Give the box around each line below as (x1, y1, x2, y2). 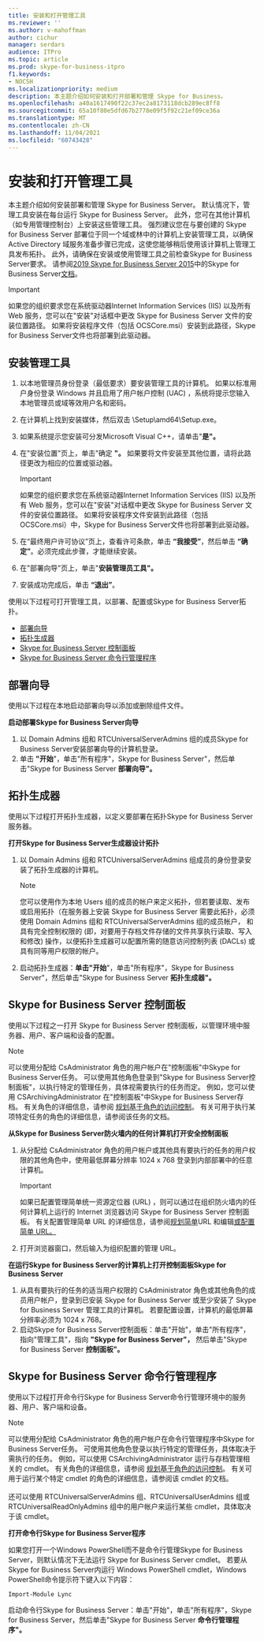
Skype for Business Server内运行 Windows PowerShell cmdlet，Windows (8, 1565, 247, 1574)
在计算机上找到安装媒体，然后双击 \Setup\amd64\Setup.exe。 (19, 415, 221, 424)
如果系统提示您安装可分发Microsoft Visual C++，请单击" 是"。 (19, 431, 221, 442)
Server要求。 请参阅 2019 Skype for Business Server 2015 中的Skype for (8, 259, 240, 269)
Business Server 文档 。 (8, 269, 83, 278)
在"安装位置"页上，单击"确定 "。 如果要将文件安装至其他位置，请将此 (19, 449, 244, 458)
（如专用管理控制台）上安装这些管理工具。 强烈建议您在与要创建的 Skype (8, 220, 247, 230)
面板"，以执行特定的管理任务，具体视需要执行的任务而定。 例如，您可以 (14, 1082, 248, 1092)
